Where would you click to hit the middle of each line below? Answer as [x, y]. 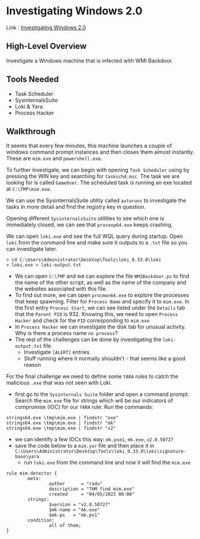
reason [32, 365]
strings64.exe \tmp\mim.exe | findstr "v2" [61, 428]
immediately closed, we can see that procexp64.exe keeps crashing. [90, 225]
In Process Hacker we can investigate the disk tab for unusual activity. [100, 327]
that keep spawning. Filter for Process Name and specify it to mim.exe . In [102, 302]
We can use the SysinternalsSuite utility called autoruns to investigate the [96, 200]
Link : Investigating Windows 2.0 [46, 27]
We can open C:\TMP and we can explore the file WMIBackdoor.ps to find [102, 276]
